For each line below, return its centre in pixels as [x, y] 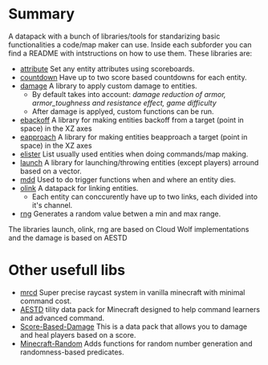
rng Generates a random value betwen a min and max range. [120, 213]
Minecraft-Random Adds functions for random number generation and [136, 343]
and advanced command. [62, 318]
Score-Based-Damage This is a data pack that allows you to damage [133, 326]
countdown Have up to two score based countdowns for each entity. [133, 77]
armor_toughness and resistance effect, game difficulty [124, 103]
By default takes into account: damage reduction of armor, [129, 94]
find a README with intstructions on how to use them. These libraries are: [130, 53]
